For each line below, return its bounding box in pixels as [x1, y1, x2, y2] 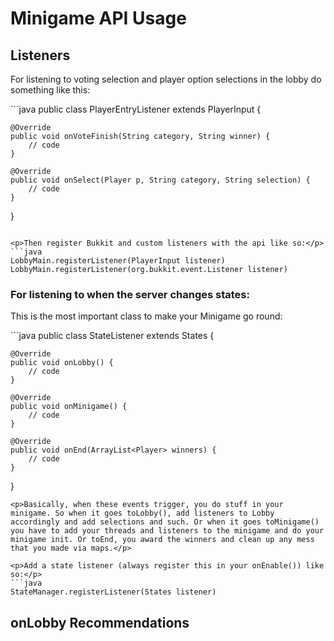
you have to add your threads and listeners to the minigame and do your [10, 526, 325, 536]
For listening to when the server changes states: [10, 287, 250, 301]
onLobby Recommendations [10, 614, 190, 631]
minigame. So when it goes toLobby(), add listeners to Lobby [10, 508, 275, 519]
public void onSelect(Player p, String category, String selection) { [10, 175, 311, 185]
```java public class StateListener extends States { [10, 330, 215, 342]
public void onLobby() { [10, 358, 114, 368]
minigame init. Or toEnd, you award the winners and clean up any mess [10, 535, 315, 545]
